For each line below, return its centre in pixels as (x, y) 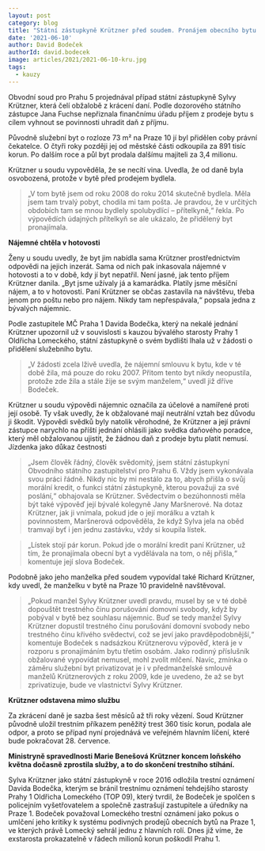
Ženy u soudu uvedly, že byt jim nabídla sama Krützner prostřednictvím (124, 257)
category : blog (33, 23)
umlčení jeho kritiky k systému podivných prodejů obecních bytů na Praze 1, (132, 822)
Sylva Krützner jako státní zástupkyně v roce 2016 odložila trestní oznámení (131, 780)
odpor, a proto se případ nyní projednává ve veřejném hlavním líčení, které (129, 732)
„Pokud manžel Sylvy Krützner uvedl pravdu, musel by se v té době (137, 600)
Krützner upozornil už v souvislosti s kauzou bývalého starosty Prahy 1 (123, 332)
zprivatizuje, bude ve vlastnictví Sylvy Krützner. (105, 685)
